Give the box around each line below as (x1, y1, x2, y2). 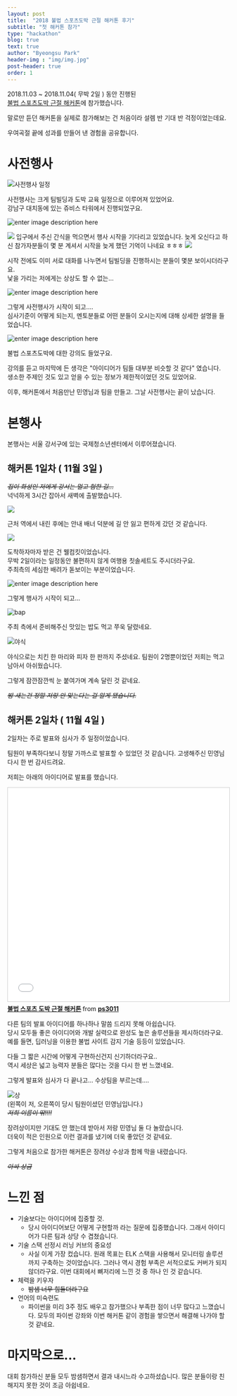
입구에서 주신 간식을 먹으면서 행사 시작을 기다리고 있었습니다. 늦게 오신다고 (15, 233, 221, 241)
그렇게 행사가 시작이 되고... (7, 594, 81, 603)
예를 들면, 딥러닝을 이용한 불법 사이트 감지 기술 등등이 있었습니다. (7, 1037, 186, 1046)
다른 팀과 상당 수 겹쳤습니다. (41, 1232, 118, 1240)
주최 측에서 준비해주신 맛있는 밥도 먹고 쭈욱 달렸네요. (7, 623, 152, 631)
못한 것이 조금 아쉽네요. (25, 1380, 90, 1389)
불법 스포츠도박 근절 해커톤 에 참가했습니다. (7, 98, 124, 106)
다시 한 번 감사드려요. (7, 758, 65, 766)
